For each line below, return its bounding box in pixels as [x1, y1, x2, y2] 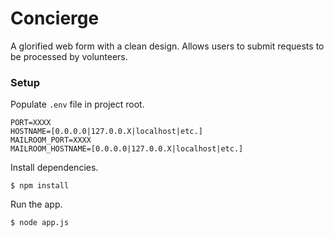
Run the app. [10, 198, 63, 211]
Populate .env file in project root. [10, 98, 145, 111]
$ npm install [10, 181, 70, 191]
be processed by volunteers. [10, 50, 128, 62]
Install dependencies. [10, 162, 99, 174]
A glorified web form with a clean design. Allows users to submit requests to [10, 40, 325, 52]
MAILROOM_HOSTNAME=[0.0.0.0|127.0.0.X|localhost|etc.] [10, 144, 244, 154]
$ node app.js [10, 218, 70, 228]
